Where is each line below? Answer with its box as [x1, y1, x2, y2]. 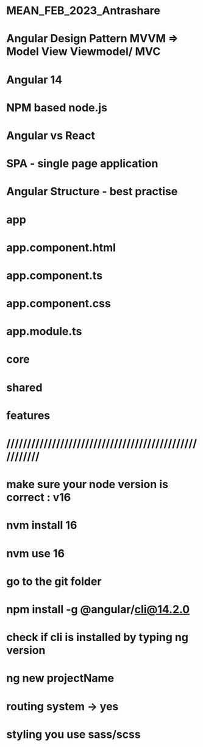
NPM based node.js [6, 100, 108, 114]
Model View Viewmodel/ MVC [6, 45, 161, 59]
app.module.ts [6, 325, 82, 338]
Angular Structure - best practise [6, 185, 178, 199]
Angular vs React [6, 128, 96, 143]
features [6, 408, 51, 422]
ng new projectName [6, 671, 115, 685]
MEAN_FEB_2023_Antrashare [6, 4, 160, 18]
